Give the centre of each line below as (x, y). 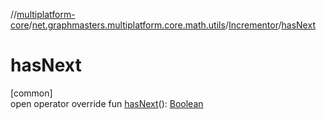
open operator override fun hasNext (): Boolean (107, 103)
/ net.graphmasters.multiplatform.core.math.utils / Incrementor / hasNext (172, 25)
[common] (31, 93)
